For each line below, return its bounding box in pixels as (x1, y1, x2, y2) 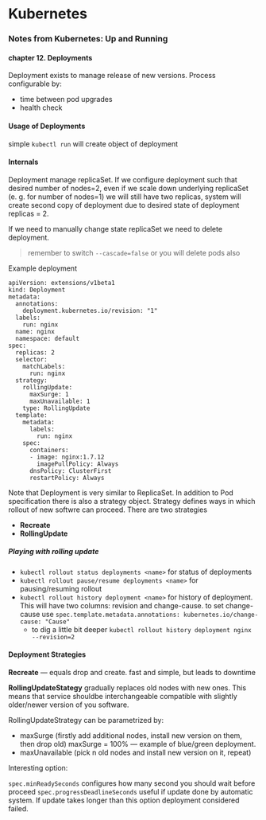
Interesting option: (8, 763, 68, 772)
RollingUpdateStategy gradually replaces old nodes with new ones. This (8, 682, 247, 693)
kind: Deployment (8, 286, 66, 294)
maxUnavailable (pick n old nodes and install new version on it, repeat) (19, 748, 252, 757)
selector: (15, 355, 48, 363)
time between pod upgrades (19, 95, 113, 104)
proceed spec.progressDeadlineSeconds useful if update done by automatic (8, 787, 253, 796)
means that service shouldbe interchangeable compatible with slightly (8, 691, 238, 701)
